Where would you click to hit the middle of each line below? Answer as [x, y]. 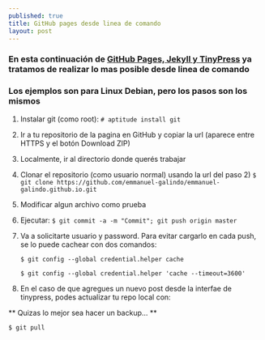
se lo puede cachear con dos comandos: [88, 244]
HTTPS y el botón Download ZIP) [75, 143]
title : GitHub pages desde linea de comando [85, 23]
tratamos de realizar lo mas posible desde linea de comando [129, 70]
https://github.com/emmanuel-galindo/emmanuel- [138, 182]
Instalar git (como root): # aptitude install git [100, 119]
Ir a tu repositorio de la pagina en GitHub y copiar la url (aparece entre [137, 134]
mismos [24, 101]
